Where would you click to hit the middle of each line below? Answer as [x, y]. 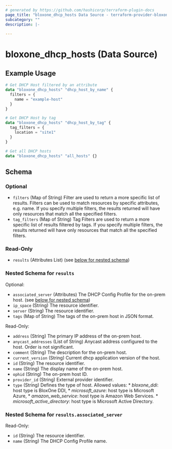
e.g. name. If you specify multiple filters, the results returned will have [86, 208]
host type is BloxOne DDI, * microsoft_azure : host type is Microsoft [83, 390]
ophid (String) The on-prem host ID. [50, 374]
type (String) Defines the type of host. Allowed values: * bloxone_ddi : [85, 385]
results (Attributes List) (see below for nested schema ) [71, 260]
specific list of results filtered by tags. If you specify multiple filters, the [88, 225]
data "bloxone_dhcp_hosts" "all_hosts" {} [51, 156]
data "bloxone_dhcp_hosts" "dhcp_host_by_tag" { [58, 123]
